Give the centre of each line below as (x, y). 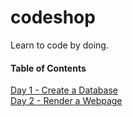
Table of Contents (48, 68)
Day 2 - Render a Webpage (66, 101)
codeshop (53, 17)
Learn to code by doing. (59, 45)
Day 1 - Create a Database (64, 90)
